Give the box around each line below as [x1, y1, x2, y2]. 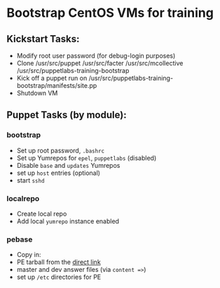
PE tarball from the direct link [16, 258, 101, 266]
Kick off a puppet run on [16, 74, 88, 82]
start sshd [16, 176, 45, 184]
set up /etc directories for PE [16, 273, 102, 282]
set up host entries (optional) [16, 169, 101, 177]
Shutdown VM [16, 89, 58, 97]
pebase [6, 234, 33, 244]
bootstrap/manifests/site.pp [16, 81, 97, 89]
